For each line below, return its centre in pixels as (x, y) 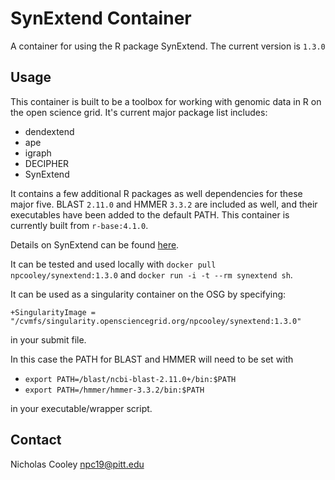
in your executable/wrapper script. (81, 408)
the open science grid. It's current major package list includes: (139, 112)
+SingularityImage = (53, 312)
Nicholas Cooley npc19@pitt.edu (77, 464)
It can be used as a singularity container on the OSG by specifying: (148, 294)
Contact (36, 440)
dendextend (49, 131)
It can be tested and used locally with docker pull (113, 264)
